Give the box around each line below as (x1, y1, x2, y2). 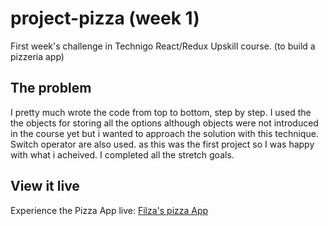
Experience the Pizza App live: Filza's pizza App (10, 204, 209, 216)
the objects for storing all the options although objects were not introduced (10, 117, 319, 129)
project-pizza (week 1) (10, 7, 200, 30)
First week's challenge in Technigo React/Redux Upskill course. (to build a (10, 40, 316, 52)
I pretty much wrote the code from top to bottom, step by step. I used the (10, 106, 312, 118)
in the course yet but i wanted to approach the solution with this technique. (10, 127, 319, 139)
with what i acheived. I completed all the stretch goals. (10, 148, 235, 161)
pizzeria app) (10, 50, 65, 62)
